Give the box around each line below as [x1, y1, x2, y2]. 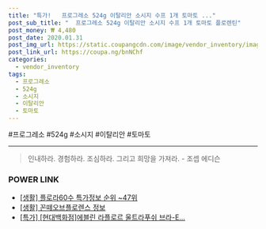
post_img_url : [8, 41, 55, 49]
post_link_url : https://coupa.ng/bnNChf [8, 48, 144, 56]
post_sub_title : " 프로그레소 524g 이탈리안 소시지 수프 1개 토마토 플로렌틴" [8, 19, 241, 27]
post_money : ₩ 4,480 [8, 26, 77, 34]
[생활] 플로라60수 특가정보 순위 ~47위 [19, 193, 138, 202]
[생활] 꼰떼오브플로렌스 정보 [19, 203, 106, 212]
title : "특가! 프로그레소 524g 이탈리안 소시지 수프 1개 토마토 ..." [8, 11, 216, 20]
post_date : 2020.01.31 [8, 33, 83, 42]
